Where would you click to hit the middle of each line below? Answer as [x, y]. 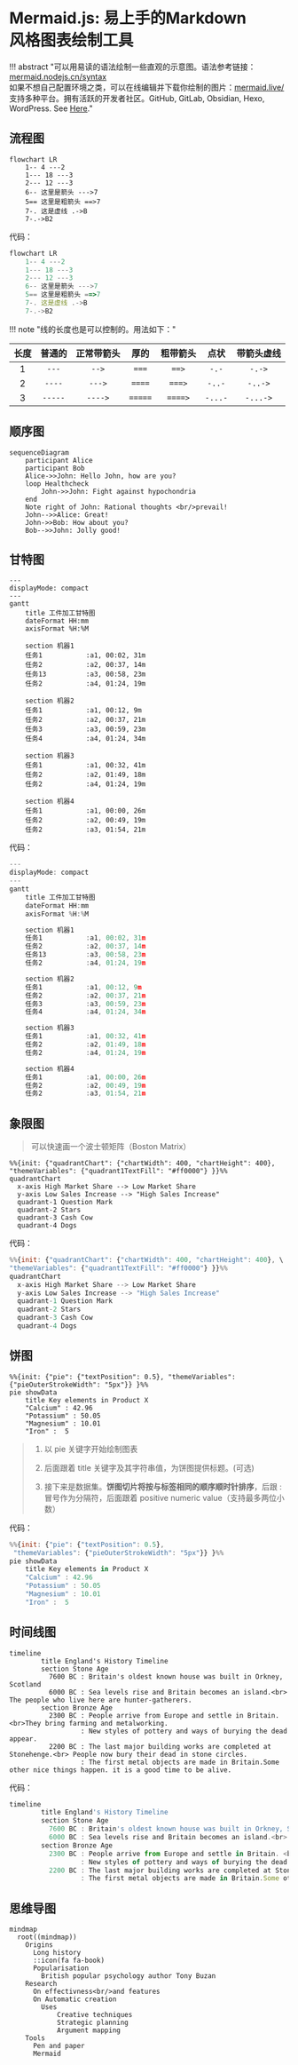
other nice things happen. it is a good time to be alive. [121, 1770]
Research [41, 1984]
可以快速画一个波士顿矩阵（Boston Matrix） [111, 1147]
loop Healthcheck [57, 484]
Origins [39, 1945]
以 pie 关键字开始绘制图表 [91, 1449]
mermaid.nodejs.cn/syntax [58, 76]
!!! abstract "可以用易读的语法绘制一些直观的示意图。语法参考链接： [133, 67]
